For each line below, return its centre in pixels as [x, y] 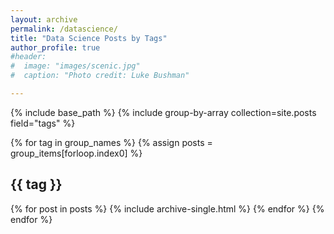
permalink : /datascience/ [64, 29]
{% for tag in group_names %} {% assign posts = [111, 142]
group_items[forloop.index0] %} [76, 153]
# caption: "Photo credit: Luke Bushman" [100, 76]
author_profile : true [55, 47]
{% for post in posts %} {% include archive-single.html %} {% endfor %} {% [167, 208]
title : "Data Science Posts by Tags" [89, 38]
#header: [28, 57]
